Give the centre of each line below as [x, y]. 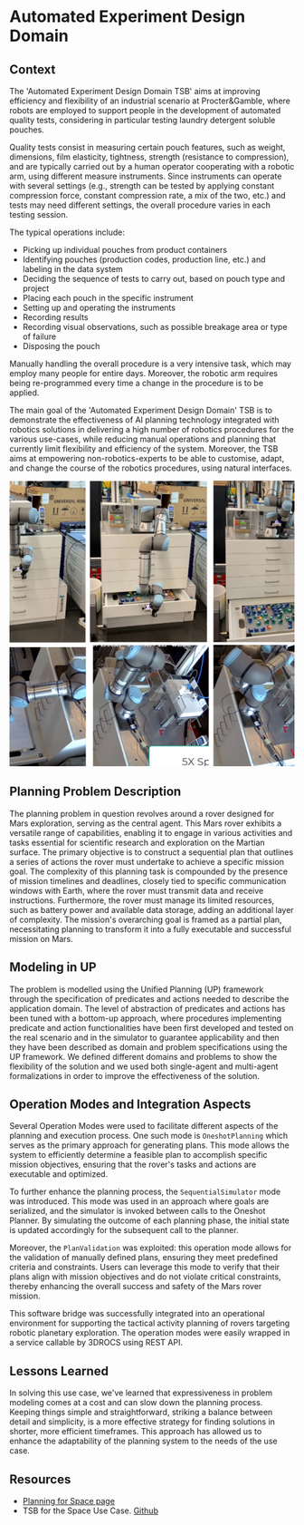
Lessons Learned [59, 1371]
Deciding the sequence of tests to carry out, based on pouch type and [153, 279]
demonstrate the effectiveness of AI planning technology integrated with [144, 420]
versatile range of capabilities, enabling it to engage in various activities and [151, 832]
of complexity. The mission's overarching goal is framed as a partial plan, [146, 919]
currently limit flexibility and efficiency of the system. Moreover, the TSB [144, 449]
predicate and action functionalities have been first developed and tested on [152, 1027]
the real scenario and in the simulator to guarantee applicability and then [144, 1037]
